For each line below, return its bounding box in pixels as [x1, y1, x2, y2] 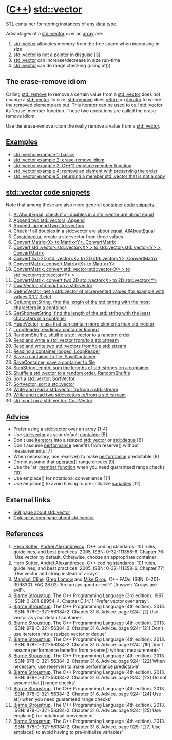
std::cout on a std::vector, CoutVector [13, 398, 93, 404]
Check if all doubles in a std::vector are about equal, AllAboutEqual [13, 228, 155, 234]
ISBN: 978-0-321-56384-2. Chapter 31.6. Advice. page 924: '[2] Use [13, 608, 159, 615]
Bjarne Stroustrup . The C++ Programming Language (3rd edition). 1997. [13, 592, 165, 599]
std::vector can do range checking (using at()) [13, 62, 111, 68]
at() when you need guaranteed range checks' [13, 696, 112, 702]
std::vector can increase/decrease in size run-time [13, 57, 120, 63]
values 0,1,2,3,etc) [13, 294, 52, 300]
